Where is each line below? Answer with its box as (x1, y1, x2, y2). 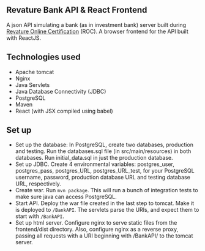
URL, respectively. (15, 180, 61, 187)
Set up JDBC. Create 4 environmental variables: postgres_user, (15, 160, 174, 168)
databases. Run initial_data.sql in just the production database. (15, 154, 173, 162)
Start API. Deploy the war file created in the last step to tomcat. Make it (15, 200, 195, 207)
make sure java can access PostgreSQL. (15, 193, 117, 201)
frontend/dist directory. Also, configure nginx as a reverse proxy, (15, 226, 179, 233)
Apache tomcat (15, 68, 54, 75)
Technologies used (6, 52, 81, 62)
